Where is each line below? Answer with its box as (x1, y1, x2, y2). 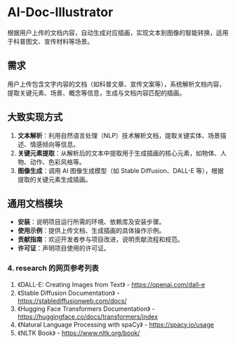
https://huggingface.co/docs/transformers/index (17, 312, 159, 321)
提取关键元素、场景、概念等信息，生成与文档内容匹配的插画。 (7, 89, 186, 97)
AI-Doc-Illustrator (7, 4, 114, 20)
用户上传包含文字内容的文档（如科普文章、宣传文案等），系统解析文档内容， (7, 79, 226, 88)
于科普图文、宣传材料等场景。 (7, 37, 93, 46)
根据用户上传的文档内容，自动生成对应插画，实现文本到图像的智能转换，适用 (7, 28, 229, 37)
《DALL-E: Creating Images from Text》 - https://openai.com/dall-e (17, 280, 206, 288)
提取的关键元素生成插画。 (17, 175, 92, 184)
